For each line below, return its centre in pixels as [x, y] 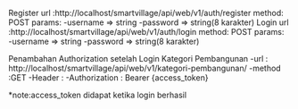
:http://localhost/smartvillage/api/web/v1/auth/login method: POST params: [146, 32]
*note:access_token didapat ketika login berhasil [98, 95]
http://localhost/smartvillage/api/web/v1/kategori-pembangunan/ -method [145, 68]
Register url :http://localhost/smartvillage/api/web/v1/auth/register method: [146, 13]
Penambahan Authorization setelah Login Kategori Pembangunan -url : [138, 59]
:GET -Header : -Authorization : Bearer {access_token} [108, 78]
